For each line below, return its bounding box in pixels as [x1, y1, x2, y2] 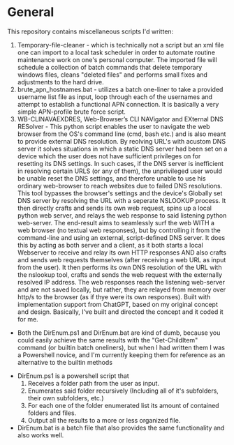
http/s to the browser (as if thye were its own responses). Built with [17, 292, 211, 301]
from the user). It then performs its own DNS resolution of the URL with [17, 263, 222, 271]
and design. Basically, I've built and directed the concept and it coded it [17, 308, 224, 316]
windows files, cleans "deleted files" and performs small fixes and [17, 70, 208, 79]
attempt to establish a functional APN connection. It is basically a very [17, 100, 219, 108]
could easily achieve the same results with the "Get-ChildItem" [17, 335, 198, 344]
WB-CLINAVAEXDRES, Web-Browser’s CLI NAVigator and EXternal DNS [17, 114, 224, 123]
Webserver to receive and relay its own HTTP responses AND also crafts [17, 248, 227, 257]
